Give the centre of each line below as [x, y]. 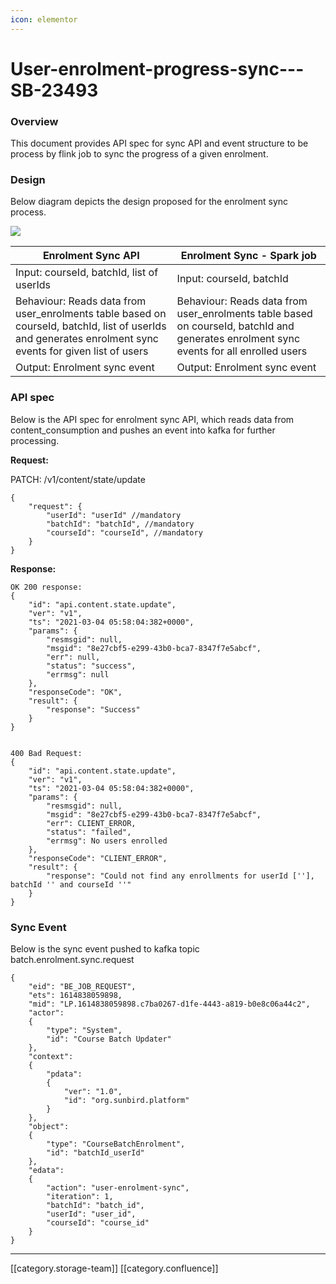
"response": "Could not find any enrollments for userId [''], [180, 876]
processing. [35, 440]
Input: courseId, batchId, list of [87, 273]
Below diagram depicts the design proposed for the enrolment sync [149, 202]
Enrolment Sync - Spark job [248, 256]
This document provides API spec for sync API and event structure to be [159, 143]
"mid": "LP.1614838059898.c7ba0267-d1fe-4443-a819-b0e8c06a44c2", [169, 1004]
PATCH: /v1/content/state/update [78, 479]
